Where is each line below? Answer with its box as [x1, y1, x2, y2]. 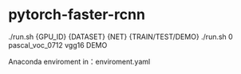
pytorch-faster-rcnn [8, 6, 146, 24]
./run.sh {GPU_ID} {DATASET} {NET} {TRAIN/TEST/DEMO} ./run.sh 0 [8, 32, 233, 41]
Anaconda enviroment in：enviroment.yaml [8, 56, 151, 66]
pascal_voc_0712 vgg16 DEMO [8, 40, 108, 49]
